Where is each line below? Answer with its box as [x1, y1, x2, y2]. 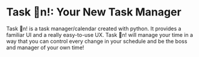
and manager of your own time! [6, 44, 84, 51]
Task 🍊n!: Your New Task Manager [6, 5, 182, 19]
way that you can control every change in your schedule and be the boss [6, 37, 188, 45]
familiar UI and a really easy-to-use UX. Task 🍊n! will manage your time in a [6, 31, 194, 38]
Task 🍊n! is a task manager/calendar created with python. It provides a [6, 25, 182, 32]
